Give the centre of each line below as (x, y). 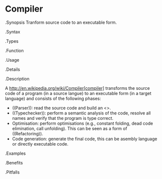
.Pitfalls (12, 172)
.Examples (15, 153)
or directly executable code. (40, 144)
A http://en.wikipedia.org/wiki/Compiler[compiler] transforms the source (77, 88)
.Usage (12, 60)
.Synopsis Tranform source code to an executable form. (61, 22)
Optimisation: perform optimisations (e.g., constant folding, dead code (82, 123)
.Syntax (13, 32)
